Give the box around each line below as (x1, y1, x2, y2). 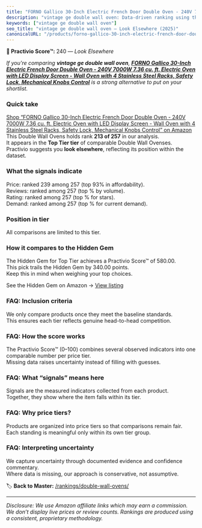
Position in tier (6, 215, 49, 223)
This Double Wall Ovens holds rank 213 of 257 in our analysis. (6, 133, 159, 140)
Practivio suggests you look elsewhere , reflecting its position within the (6, 146, 184, 153)
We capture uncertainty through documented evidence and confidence (6, 457, 183, 464)
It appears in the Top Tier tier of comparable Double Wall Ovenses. (6, 139, 173, 146)
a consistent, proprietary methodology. (6, 514, 103, 521)
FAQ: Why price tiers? (6, 409, 72, 417)
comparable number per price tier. (6, 352, 91, 359)
